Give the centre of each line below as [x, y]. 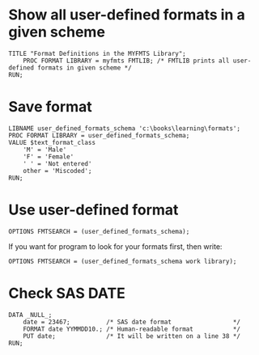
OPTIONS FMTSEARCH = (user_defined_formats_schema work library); [123, 261]
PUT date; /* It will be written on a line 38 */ [132, 336]
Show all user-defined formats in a [127, 15]
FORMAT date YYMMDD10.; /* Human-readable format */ [132, 329]
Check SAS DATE [67, 294]
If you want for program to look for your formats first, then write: [115, 246]
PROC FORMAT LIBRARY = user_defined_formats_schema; [99, 135]
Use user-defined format [93, 210]
